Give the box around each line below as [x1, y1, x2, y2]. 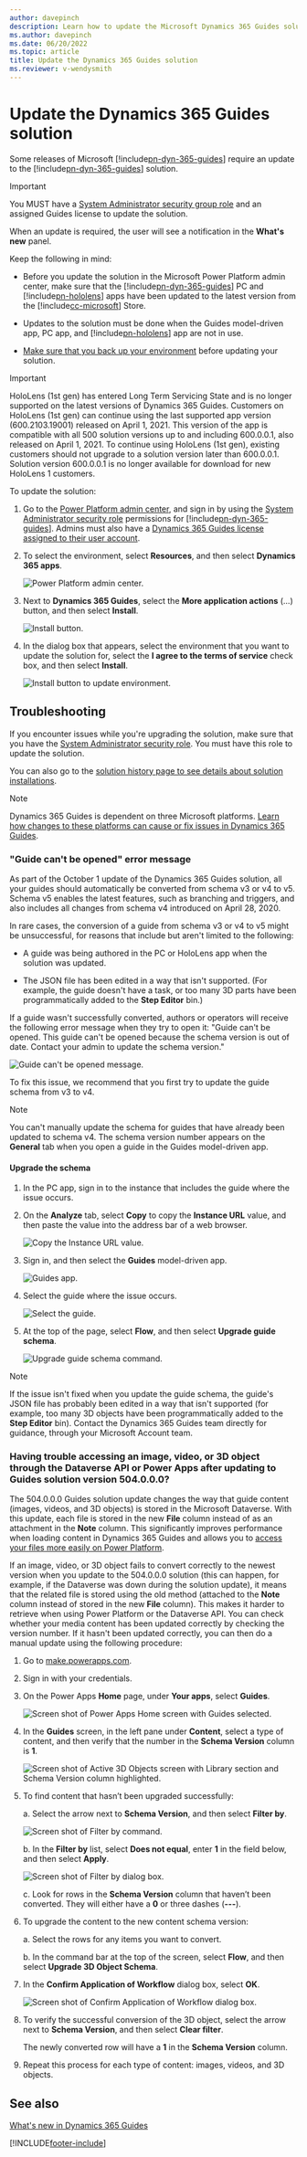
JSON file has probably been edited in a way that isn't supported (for [9, 1399, 270, 1410]
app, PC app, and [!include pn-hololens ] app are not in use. [22, 327, 244, 338]
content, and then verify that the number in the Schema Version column [22, 1736, 295, 1747]
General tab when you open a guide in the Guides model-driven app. [9, 1141, 270, 1152]
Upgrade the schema [9, 1162, 91, 1173]
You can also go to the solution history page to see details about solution [9, 765, 283, 777]
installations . [9, 775, 58, 786]
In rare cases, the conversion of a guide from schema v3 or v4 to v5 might [9, 920, 290, 931]
